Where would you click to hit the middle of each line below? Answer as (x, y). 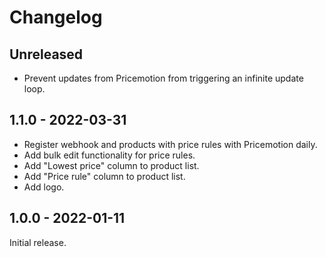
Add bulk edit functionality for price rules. (109, 155)
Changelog (56, 17)
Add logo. (44, 187)
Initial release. (38, 242)
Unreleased (46, 54)
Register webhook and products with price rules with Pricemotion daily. (170, 144)
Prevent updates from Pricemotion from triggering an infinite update (163, 78)
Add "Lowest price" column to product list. (111, 165)
